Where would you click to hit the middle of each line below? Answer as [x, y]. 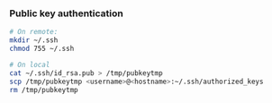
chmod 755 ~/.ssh [42, 49]
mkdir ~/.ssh [34, 40]
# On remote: [34, 32]
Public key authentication [66, 13]
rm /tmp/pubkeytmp [44, 90]
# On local [30, 64]
